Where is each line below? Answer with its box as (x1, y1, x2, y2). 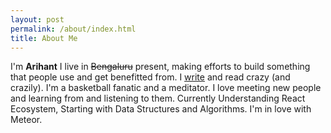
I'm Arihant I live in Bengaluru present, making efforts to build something (10, 61, 311, 73)
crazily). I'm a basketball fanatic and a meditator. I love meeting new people (10, 82, 322, 94)
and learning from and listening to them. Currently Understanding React (10, 92, 306, 105)
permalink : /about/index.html (10, 24, 137, 34)
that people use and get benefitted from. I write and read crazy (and (10, 71, 291, 83)
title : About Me (10, 33, 78, 43)
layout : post (10, 14, 65, 25)
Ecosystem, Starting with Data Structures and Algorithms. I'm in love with (10, 103, 312, 115)
